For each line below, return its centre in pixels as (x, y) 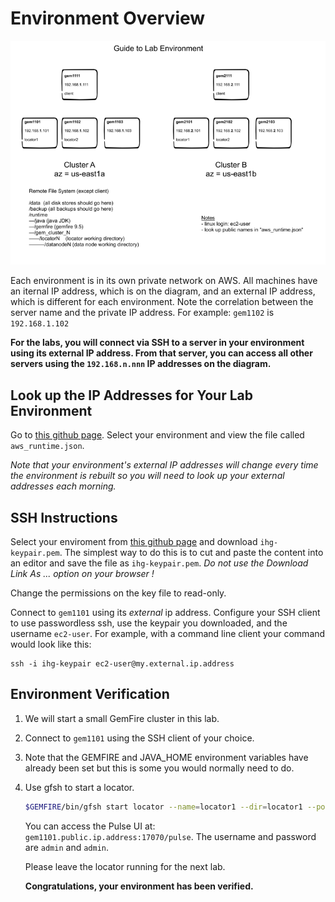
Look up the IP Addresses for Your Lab (131, 395)
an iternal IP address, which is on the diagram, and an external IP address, (163, 291)
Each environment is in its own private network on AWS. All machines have (164, 281)
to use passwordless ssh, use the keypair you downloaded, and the (149, 623)
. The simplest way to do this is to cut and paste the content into (191, 553)
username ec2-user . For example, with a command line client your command (168, 634)
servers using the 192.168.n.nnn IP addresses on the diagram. (141, 364)
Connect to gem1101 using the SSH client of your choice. (139, 738)
